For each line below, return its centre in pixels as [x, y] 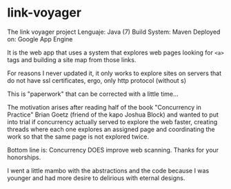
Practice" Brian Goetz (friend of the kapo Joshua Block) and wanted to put [113, 115]
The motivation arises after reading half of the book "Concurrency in [104, 107]
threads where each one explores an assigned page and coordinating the [111, 129]
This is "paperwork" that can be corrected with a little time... [93, 94]
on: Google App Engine [40, 39]
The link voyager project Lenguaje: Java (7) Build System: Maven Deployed [114, 32]
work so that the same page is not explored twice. [78, 137]
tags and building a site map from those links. [72, 59]
